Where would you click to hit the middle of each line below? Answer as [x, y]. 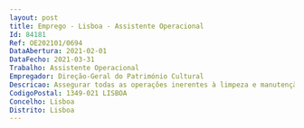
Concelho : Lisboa [42, 101]
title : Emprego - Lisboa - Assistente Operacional [107, 26]
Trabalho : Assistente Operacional [75, 69]
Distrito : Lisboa [42, 110]
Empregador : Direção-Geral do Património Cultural [107, 77]
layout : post [34, 18]
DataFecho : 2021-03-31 [52, 59]
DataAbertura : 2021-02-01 [58, 51]
